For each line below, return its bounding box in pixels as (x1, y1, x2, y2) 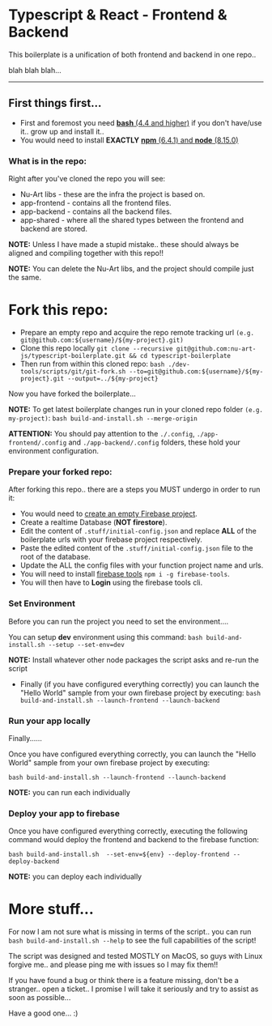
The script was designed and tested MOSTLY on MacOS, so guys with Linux (8, 951, 263, 961)
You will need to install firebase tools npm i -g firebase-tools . (19, 569, 231, 579)
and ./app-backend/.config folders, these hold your (68, 437, 240, 447)
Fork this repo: (8, 301, 108, 319)
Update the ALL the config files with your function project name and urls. (19, 560, 264, 570)
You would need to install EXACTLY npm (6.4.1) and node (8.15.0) (19, 135, 239, 145)
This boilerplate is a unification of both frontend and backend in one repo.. (8, 49, 257, 59)
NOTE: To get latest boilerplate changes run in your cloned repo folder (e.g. (8, 404, 264, 414)
